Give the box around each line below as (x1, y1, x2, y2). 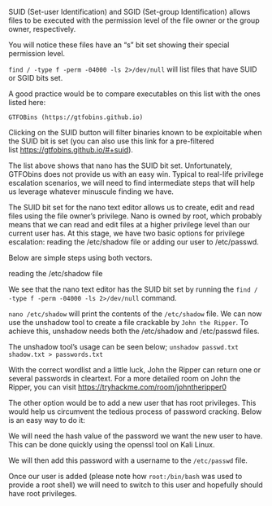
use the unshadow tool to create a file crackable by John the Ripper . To (8, 318, 249, 327)
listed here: (8, 98, 46, 107)
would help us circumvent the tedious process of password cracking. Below (8, 407, 262, 416)
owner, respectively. (8, 24, 76, 33)
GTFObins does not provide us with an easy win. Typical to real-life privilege (8, 169, 264, 178)
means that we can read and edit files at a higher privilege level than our (8, 220, 250, 229)
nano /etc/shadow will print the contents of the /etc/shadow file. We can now (8, 309, 262, 319)
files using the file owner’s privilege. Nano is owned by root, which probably (8, 211, 262, 221)
